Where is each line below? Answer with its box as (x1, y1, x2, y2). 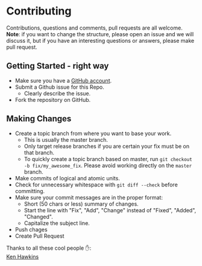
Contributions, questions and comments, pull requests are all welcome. (6, 24, 183, 31)
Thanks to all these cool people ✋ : (6, 244, 92, 252)
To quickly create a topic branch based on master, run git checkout (24, 155, 192, 162)
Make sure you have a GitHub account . (14, 77, 112, 84)
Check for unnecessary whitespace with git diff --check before (14, 181, 178, 188)
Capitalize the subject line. (24, 219, 90, 227)
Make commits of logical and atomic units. (14, 174, 121, 182)
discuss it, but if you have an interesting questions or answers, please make (6, 37, 195, 44)
